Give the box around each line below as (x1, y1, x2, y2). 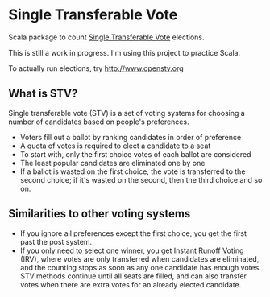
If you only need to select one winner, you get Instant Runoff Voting (19, 245, 244, 255)
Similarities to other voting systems (8, 207, 191, 221)
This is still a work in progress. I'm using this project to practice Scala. (8, 47, 240, 57)
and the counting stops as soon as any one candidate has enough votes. (19, 262, 262, 272)
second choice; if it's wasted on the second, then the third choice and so (19, 175, 263, 184)
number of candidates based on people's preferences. (8, 117, 189, 126)
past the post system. (19, 237, 93, 246)
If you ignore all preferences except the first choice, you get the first (19, 228, 247, 238)
